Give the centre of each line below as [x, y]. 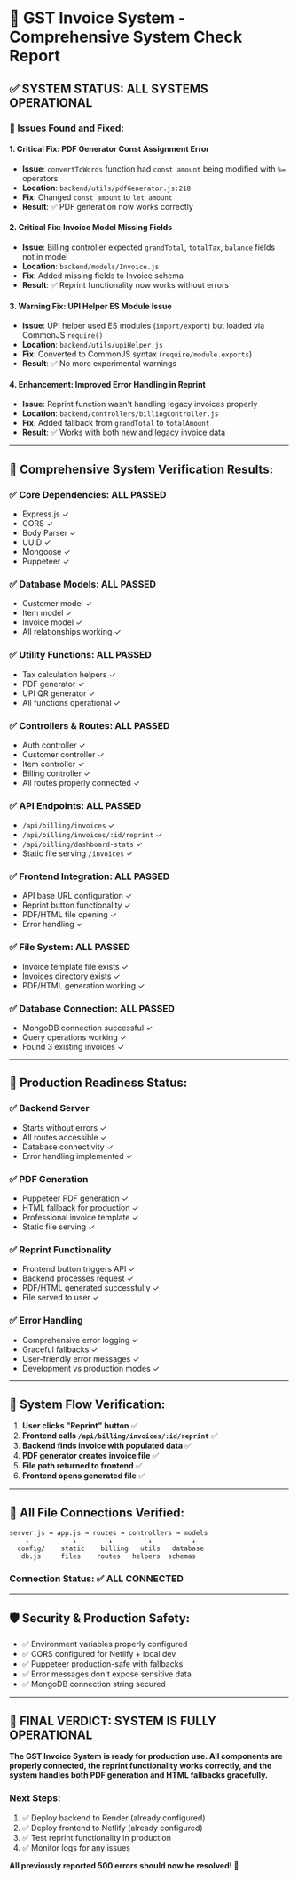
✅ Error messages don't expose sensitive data [107, 1674]
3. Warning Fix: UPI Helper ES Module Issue [91, 306]
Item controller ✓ [53, 764]
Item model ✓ [47, 613]
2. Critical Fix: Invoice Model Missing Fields [91, 228]
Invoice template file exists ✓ [75, 966]
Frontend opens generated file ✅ [83, 1476]
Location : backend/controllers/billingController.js [120, 413]
